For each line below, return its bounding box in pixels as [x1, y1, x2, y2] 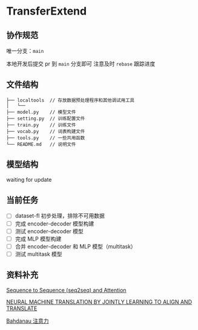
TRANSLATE [6, 304, 38, 312]
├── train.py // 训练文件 [6, 122, 76, 128]
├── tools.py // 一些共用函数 [6, 135, 85, 141]
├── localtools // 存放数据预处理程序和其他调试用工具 [6, 97, 135, 103]
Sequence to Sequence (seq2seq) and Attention [6, 286, 127, 294]
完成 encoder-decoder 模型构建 [15, 220, 94, 227]
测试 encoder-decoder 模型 [15, 227, 84, 235]
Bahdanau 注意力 [6, 317, 50, 325]
